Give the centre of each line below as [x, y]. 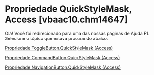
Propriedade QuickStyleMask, [68, 9]
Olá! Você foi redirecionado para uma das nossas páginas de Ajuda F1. [77, 33]
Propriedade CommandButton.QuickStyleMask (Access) [63, 57]
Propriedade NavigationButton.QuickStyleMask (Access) [63, 67]
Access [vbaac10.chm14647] [67, 19]
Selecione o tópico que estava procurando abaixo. [57, 38]
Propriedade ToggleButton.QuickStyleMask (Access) [59, 48]
